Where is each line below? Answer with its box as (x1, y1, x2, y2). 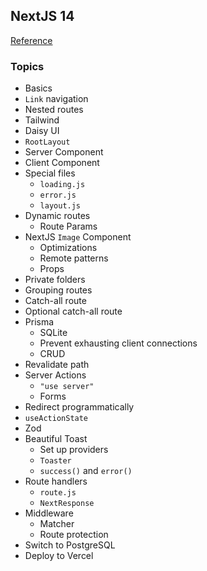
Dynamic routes (24, 210, 91, 222)
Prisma (24, 316, 55, 328)
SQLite (39, 327, 68, 339)
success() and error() (39, 465, 133, 477)
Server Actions (24, 369, 87, 381)
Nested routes (24, 104, 84, 116)
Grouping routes (24, 284, 93, 296)
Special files (24, 167, 76, 179)
